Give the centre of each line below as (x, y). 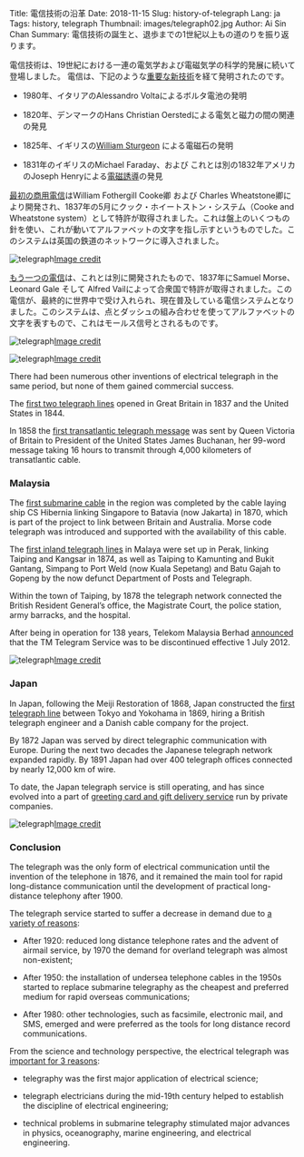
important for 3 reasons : (55, 1061)
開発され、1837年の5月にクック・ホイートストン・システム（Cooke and (160, 206)
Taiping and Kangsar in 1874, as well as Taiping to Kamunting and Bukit (142, 559)
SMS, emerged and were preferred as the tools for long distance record (156, 1024)
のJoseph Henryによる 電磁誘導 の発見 (93, 176)
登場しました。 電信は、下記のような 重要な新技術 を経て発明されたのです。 (149, 76)
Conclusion (35, 847)
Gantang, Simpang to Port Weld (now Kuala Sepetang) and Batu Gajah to (145, 569)
